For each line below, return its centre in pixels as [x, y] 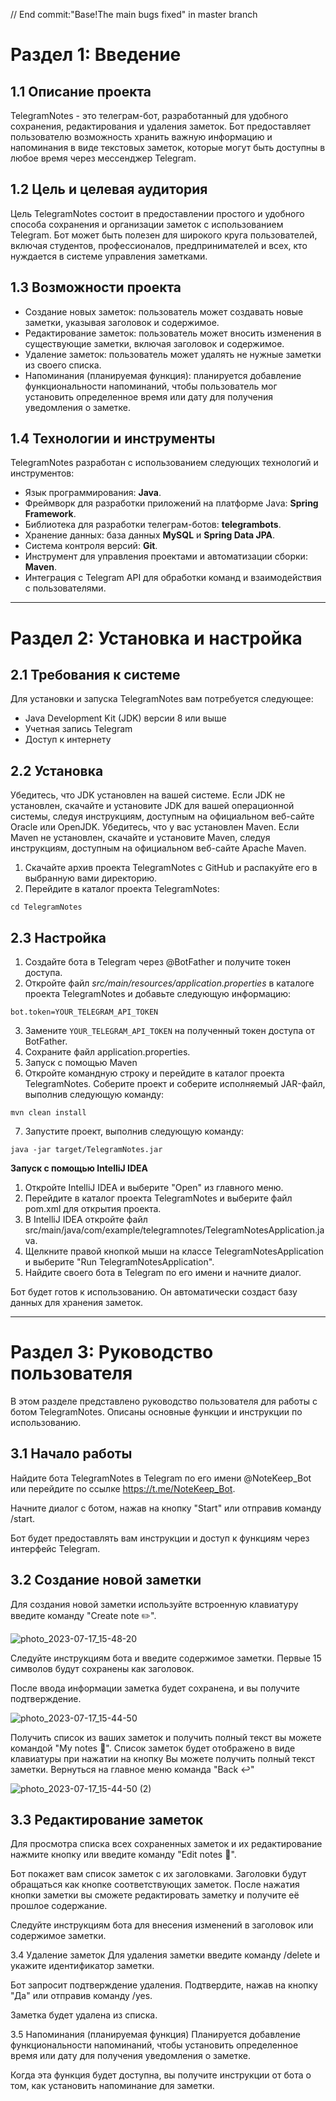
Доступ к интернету [68, 740]
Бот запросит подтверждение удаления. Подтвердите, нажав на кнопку [164, 1985]
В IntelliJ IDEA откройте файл [86, 1220]
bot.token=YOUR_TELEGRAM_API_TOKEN [84, 1012]
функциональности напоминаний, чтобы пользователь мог [151, 386]
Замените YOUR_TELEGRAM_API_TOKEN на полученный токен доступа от [169, 1031]
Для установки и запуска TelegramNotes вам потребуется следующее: [162, 699]
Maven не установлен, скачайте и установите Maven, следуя [140, 838]
